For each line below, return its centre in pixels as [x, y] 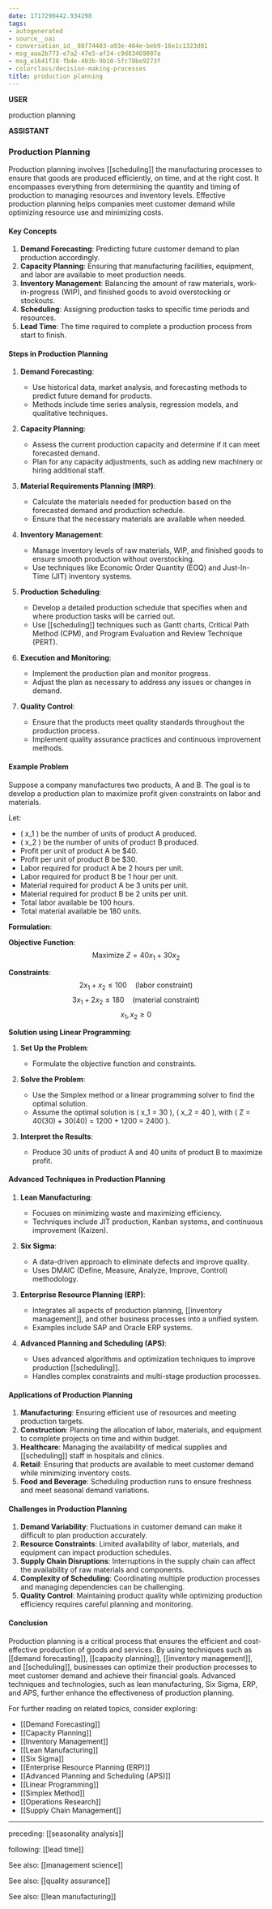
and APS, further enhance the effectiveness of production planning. [121, 1693]
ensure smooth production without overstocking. [113, 559]
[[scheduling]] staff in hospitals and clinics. [92, 1456]
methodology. [55, 1278]
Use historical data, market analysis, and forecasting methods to [140, 387]
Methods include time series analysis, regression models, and [135, 404]
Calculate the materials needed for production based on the [132, 502]
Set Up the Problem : [54, 1047]
